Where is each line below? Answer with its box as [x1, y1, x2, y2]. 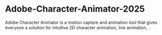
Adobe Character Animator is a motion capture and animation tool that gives [5, 19, 158, 25]
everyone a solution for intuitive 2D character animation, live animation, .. [5, 24, 151, 30]
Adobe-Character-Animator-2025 [5, 3, 145, 15]
